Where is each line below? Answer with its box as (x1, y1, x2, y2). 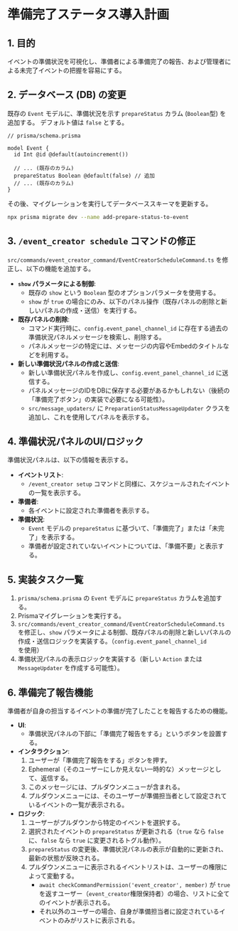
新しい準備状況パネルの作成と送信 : (17, 359, 119, 368)
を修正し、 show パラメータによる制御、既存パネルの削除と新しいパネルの (17, 628, 232, 637)
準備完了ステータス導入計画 (7, 6, 170, 23)
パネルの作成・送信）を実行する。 (40, 306, 141, 314)
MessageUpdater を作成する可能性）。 (17, 664, 124, 672)
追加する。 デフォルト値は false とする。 (7, 118, 129, 127)
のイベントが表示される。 (38, 898, 114, 907)
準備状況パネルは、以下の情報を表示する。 (7, 456, 132, 464)
